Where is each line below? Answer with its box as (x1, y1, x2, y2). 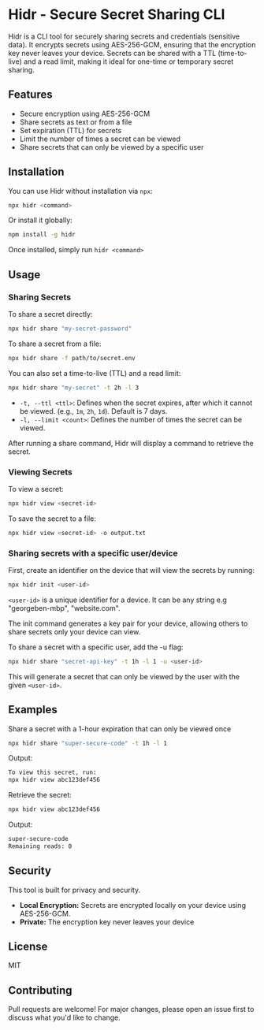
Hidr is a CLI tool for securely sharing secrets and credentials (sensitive (8, 32, 240, 41)
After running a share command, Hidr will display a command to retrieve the (8, 438, 254, 448)
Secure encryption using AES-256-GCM (19, 109, 151, 118)
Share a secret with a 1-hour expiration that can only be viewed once (8, 723, 232, 734)
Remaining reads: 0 (8, 842, 73, 850)
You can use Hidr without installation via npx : (8, 186, 153, 195)
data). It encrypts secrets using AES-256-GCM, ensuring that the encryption (8, 39, 256, 49)
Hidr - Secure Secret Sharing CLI (8, 6, 225, 24)
